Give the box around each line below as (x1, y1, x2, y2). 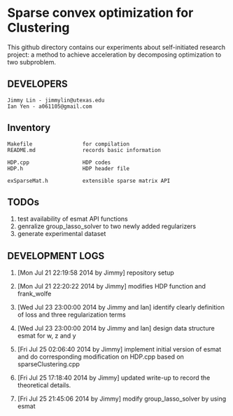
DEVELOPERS (7, 78, 68, 90)
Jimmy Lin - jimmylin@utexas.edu (7, 97, 105, 104)
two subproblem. (7, 57, 56, 66)
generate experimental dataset (17, 230, 106, 238)
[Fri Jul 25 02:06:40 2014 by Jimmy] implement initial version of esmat (17, 345, 222, 354)
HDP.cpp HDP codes (7, 159, 111, 166)
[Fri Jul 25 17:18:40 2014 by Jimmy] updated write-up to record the (17, 373, 211, 382)
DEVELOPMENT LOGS (7, 250, 105, 262)
